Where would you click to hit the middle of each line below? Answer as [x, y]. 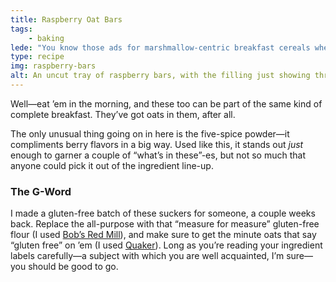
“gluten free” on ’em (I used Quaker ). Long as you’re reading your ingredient [166, 245]
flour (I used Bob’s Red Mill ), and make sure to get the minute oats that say [163, 235]
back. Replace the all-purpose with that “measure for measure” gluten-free [165, 224]
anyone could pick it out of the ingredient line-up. [112, 165]
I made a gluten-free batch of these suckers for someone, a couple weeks [163, 213]
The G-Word [41, 191]
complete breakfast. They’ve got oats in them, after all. [123, 114]
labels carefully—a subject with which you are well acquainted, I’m [147, 256]
